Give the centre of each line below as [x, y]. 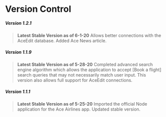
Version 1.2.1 [18, 23]
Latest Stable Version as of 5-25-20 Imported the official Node [82, 104]
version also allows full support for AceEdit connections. [75, 80]
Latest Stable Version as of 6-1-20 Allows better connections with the [89, 36]
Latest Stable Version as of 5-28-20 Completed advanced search [85, 65]
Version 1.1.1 [18, 91]
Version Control [38, 9]
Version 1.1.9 [18, 52]
